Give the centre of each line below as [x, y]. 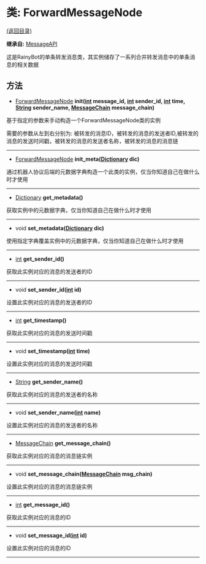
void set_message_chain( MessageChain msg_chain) [84, 474]
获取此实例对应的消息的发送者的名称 [52, 394]
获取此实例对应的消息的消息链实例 [49, 456]
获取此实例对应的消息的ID [39, 517]
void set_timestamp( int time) [52, 351]
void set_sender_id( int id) [48, 289]
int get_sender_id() [40, 259]
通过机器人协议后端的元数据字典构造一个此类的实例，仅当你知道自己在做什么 [103, 171]
